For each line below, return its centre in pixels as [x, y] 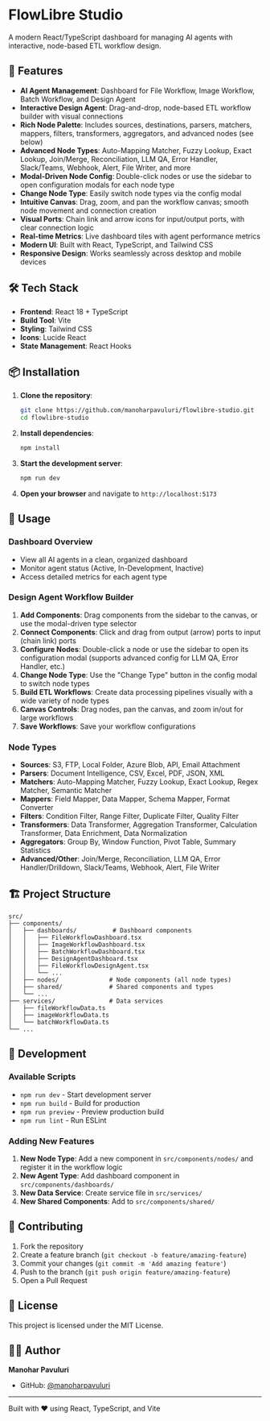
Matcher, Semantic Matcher [66, 791]
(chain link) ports [48, 640]
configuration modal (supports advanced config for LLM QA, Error [129, 658]
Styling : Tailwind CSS [56, 329]
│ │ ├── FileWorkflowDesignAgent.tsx [79, 966]
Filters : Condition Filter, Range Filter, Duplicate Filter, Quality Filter [129, 816]
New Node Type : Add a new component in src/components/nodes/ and [137, 1158]
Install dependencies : [57, 434]
